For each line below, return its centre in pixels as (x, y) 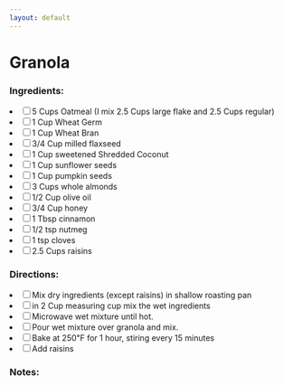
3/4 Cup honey (60, 208)
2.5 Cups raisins (62, 251)
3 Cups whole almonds (75, 187)
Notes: (24, 372)
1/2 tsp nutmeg (60, 230)
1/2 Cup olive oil (62, 197)
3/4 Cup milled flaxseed (77, 144)
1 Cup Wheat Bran (66, 133)
